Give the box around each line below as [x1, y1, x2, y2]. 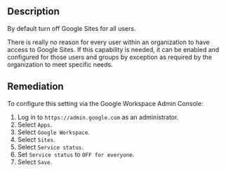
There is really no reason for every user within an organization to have [7, 38, 210, 46]
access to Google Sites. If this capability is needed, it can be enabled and [7, 45, 220, 53]
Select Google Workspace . [17, 128, 90, 136]
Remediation [7, 81, 65, 93]
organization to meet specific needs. [7, 60, 114, 69]
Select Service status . [17, 143, 84, 151]
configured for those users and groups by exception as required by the [7, 53, 213, 61]
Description [7, 6, 60, 18]
